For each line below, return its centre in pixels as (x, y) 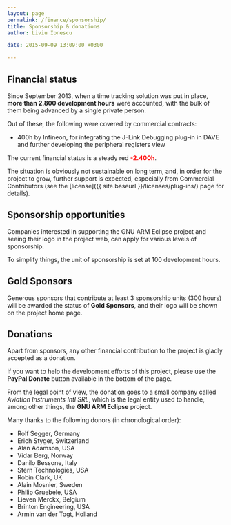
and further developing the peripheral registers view (91, 144)
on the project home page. (45, 313)
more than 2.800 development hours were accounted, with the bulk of (109, 103)
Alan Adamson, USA (46, 448)
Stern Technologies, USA (53, 470)
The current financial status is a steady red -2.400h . (82, 158)
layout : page (26, 13)
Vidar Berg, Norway (45, 455)
